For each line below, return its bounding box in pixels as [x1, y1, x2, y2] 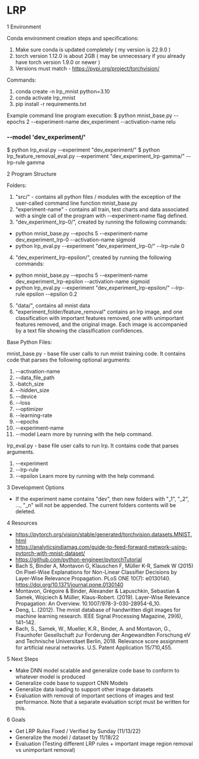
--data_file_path [15, 374, 55, 382]
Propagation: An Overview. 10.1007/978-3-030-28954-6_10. [15, 600, 161, 607]
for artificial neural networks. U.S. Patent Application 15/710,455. [15, 644, 172, 651]
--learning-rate [15, 412, 53, 419]
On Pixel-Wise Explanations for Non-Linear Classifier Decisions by [15, 569, 177, 576]
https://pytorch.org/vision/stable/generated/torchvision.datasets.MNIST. [15, 531, 192, 538]
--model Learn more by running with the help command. [15, 431, 153, 438]
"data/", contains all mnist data [15, 302, 91, 309]
